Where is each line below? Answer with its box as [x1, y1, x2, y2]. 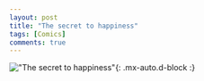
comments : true [9, 37, 67, 47]
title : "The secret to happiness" [9, 21, 139, 30]
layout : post [9, 12, 58, 22]
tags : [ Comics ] [9, 29, 67, 38]
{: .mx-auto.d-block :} [115, 62, 196, 73]
